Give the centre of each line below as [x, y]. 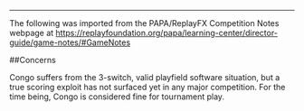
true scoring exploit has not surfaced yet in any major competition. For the [147, 87]
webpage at [32, 33]
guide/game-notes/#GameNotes [70, 42]
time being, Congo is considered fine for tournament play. [117, 97]
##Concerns [33, 60]
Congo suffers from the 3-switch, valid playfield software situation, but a [145, 77]
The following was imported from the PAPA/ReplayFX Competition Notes [144, 23]
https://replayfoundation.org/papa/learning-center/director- [167, 33]
